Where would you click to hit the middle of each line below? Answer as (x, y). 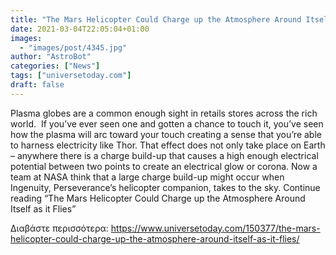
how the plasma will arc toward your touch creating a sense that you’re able (166, 134)
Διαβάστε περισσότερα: (59, 228)
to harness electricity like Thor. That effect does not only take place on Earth (168, 145)
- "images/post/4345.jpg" (73, 47)
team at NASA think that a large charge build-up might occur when (147, 177)
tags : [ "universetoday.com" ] (71, 76)
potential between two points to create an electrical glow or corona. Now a (164, 166)
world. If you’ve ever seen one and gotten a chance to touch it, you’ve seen (167, 123)
